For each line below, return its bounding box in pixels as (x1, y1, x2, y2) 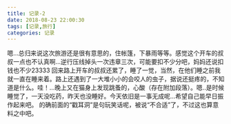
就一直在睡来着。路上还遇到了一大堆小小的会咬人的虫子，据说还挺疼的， (7, 75, 212, 83)
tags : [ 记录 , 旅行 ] (7, 23, 57, 30)
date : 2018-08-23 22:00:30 (7, 17, 85, 23)
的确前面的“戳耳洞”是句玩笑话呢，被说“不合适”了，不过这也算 (39, 101, 213, 109)
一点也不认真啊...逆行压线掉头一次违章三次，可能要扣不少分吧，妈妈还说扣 (12, 58, 224, 66)
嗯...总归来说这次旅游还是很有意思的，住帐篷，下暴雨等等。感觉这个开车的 (7, 49, 219, 57)
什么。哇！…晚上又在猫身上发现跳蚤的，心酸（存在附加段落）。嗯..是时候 (19, 83, 225, 92)
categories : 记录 (7, 29, 55, 37)
